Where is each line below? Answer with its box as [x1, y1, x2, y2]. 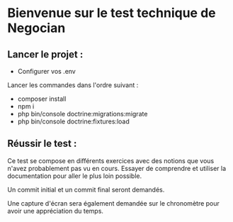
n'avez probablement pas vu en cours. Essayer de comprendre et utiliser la [7, 164, 227, 172]
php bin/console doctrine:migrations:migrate [17, 110, 148, 118]
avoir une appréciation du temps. [7, 206, 104, 215]
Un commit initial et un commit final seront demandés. [7, 185, 165, 194]
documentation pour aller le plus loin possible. [7, 172, 142, 180]
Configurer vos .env [17, 67, 76, 75]
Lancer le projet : [7, 48, 84, 60]
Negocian [7, 20, 66, 36]
